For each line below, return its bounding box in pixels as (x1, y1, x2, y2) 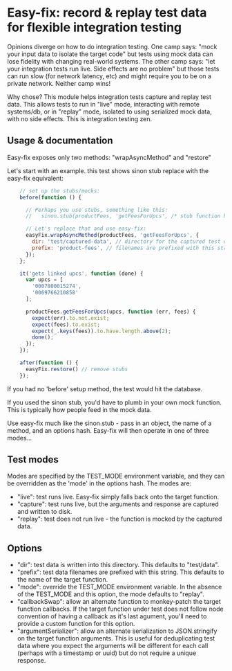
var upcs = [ (25, 276, 64, 283)
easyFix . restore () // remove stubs (25, 366, 128, 373)
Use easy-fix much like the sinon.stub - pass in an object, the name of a (7, 419, 212, 427)
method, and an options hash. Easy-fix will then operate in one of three (7, 426, 209, 434)
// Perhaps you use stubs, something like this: (25, 206, 168, 213)
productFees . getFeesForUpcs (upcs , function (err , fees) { (25, 308, 196, 315)
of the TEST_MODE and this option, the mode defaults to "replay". (17, 590, 205, 598)
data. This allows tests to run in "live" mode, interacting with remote (7, 100, 200, 108)
